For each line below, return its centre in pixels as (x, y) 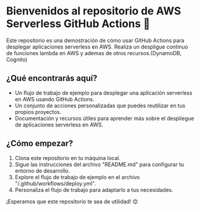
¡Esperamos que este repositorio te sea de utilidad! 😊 (72, 201)
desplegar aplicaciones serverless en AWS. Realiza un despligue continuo (97, 47)
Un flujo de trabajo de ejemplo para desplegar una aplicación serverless (104, 93)
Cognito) (17, 59)
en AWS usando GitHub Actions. (54, 99)
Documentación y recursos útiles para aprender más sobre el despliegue (104, 118)
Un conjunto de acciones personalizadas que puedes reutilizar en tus (100, 106)
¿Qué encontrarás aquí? (52, 78)
